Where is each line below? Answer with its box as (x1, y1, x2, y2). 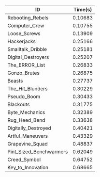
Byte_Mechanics (7, 109, 45, 115)
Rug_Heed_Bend (7, 117, 45, 123)
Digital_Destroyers (7, 54, 49, 60)
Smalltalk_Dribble (7, 46, 47, 52)
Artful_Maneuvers (7, 133, 48, 139)
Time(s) (73, 6, 92, 13)
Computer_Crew (7, 22, 44, 29)
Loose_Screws (7, 30, 41, 37)
